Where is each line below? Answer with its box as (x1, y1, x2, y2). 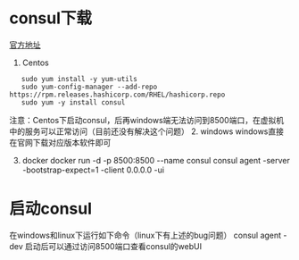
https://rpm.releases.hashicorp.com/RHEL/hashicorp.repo (9, 90, 226, 99)
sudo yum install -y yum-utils (21, 74, 138, 83)
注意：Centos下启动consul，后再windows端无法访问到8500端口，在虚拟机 (9, 114, 284, 125)
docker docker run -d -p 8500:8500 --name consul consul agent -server (21, 155, 290, 165)
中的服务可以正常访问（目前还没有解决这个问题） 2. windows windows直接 (9, 126, 284, 137)
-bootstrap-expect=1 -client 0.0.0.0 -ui (21, 164, 165, 175)
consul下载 (9, 8, 92, 29)
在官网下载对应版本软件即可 (9, 137, 112, 147)
